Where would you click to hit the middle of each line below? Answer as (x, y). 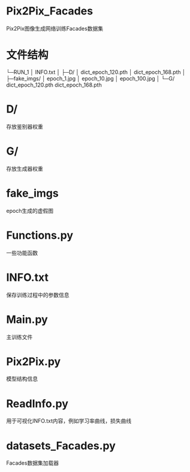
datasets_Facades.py (61, 446)
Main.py (27, 319)
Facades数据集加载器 (32, 463)
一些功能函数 (22, 253)
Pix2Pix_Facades (50, 11)
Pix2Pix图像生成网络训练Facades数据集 (55, 28)
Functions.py (40, 235)
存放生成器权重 (25, 168)
